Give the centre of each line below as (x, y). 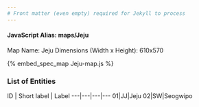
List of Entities (32, 81)
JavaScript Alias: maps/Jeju (48, 35)
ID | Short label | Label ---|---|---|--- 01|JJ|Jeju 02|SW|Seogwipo (100, 96)
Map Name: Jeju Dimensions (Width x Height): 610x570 (85, 50)
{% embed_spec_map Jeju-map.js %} (61, 63)
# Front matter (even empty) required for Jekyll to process (96, 13)
